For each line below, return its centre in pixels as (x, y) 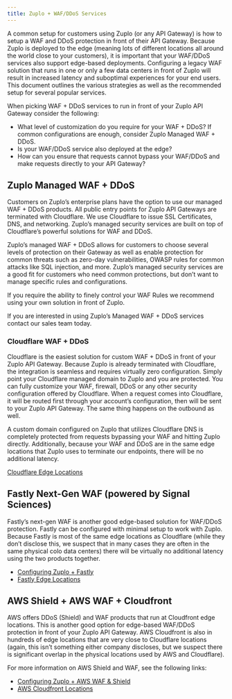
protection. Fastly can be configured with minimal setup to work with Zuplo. (115, 529)
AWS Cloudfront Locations (55, 689)
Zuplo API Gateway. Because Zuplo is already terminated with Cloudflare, (111, 364)
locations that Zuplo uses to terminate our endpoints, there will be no (106, 451)
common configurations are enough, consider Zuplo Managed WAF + (116, 134)
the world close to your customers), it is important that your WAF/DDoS (109, 56)
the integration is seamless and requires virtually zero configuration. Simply (115, 371)
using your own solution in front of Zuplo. (66, 303)
